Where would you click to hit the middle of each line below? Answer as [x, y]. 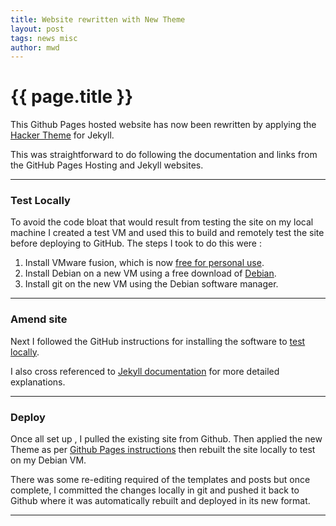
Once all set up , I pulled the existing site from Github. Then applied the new [166, 439]
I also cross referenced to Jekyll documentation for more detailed [145, 371]
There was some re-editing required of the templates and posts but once [160, 480]
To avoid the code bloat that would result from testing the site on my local [162, 222]
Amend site [39, 319]
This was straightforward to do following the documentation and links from [164, 155]
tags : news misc [44, 38]
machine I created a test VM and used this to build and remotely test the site [167, 233]
